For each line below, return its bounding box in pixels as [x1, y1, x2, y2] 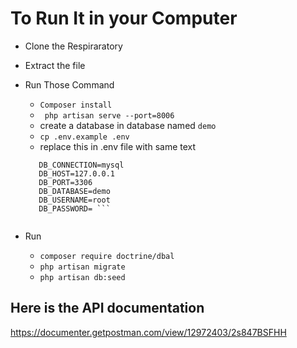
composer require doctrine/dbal [39, 251, 175, 261]
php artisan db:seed [39, 272, 126, 282]
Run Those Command [24, 78, 115, 91]
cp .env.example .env [39, 132, 130, 142]
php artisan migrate [39, 262, 126, 272]
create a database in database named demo [39, 119, 217, 131]
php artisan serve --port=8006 [44, 110, 175, 121]
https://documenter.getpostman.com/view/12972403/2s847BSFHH [10, 326, 287, 338]
